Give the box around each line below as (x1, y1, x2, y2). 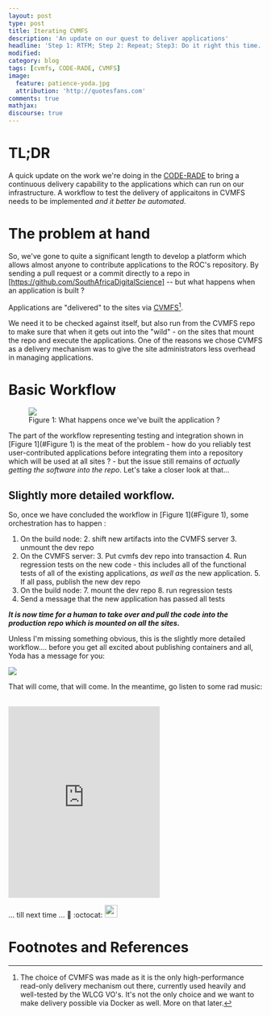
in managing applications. (8, 352, 94, 362)
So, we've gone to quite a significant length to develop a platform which (8, 251, 248, 260)
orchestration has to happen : (8, 518, 106, 528)
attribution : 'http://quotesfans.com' (15, 86, 147, 95)
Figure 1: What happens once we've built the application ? (28, 415, 220, 425)
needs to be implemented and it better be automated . (8, 196, 187, 206)
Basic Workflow (8, 381, 117, 399)
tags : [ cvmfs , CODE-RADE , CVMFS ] (8, 65, 121, 73)
